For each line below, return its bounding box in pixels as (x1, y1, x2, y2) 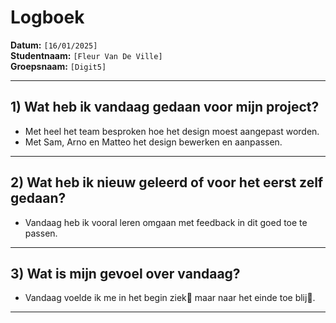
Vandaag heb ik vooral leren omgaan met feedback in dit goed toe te (24, 216, 308, 228)
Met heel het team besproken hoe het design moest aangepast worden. (24, 125, 320, 137)
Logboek (10, 6, 85, 29)
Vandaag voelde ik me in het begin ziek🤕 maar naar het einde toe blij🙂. (24, 292, 316, 304)
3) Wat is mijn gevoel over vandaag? (10, 265, 241, 282)
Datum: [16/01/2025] (10, 39, 98, 51)
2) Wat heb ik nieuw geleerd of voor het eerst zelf (10, 174, 324, 191)
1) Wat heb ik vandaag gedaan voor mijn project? (10, 99, 320, 116)
